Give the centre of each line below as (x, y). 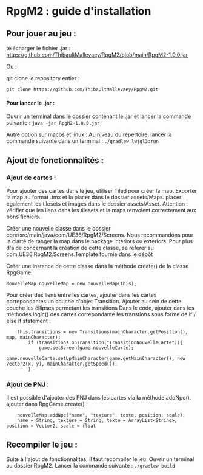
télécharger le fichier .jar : (38, 48)
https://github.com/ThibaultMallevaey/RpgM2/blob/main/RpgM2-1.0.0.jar (97, 55)
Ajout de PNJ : (28, 384)
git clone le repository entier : (43, 78)
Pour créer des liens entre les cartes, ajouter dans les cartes (82, 295)
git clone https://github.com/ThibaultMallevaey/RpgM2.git (82, 89)
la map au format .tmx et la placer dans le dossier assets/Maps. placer (94, 197)
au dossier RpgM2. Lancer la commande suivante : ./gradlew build (91, 466)
